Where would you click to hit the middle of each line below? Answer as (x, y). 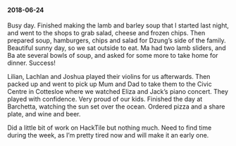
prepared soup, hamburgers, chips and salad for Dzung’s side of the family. (117, 41)
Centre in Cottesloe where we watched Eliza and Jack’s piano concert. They (118, 92)
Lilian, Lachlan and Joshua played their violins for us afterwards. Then (109, 77)
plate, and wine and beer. (44, 114)
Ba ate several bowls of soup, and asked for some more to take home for (113, 56)
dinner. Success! (32, 63)
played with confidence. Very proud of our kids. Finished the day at (105, 99)
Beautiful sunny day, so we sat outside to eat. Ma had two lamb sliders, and (117, 48)
